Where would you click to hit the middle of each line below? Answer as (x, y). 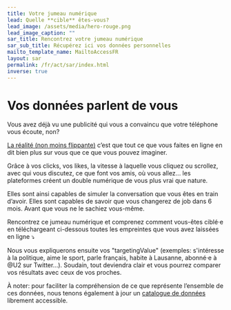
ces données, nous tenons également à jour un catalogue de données (106, 293)
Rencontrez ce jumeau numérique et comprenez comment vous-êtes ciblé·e (115, 222)
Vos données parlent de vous (93, 105)
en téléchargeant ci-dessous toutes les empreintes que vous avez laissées (113, 229)
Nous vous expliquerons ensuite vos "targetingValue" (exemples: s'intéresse (115, 251)
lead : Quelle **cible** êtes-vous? (58, 20)
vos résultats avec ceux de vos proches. (64, 273)
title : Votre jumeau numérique (52, 13)
